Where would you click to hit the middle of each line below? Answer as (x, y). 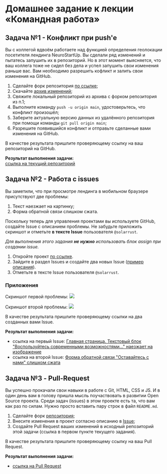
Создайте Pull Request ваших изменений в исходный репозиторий (83, 426)
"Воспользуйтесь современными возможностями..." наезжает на (83, 347)
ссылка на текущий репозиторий (40, 163)
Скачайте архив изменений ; (42, 91)
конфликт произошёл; (36, 112)
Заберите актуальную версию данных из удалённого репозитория (83, 118)
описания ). (24, 267)
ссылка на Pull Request (37, 466)
